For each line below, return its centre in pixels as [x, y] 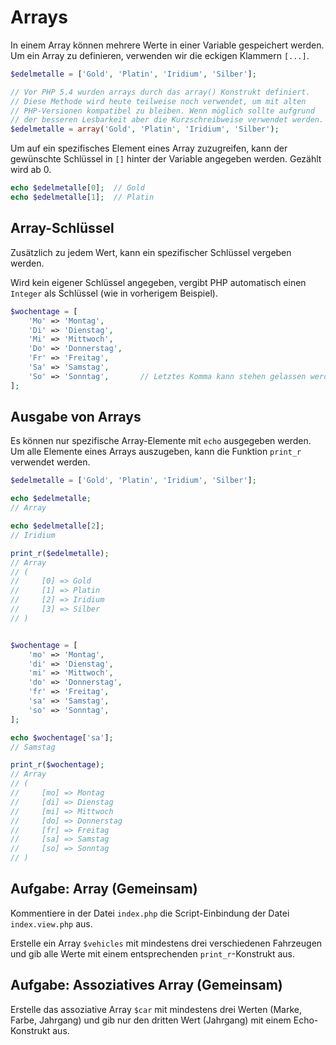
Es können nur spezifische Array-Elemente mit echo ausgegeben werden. [161, 441]
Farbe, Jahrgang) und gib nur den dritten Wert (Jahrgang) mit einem [151, 1020]
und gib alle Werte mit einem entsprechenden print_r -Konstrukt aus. [152, 953]
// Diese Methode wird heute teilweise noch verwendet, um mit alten [158, 101]
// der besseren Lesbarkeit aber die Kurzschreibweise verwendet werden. [167, 120]
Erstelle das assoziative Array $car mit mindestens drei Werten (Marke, [156, 1009]
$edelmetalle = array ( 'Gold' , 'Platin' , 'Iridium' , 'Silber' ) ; [145, 129]
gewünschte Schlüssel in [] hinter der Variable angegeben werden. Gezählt [166, 159]
